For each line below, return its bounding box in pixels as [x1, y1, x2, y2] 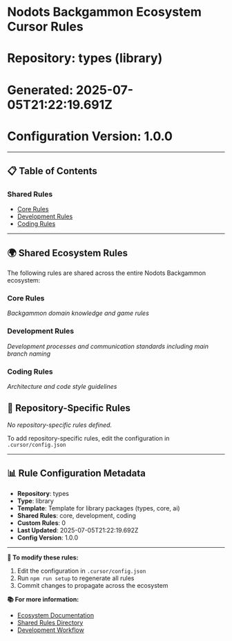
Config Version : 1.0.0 [17, 533, 79, 542]
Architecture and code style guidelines [7, 382, 117, 390]
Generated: [7, 82, 74, 97]
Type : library [17, 497, 54, 505]
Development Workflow [17, 626, 84, 634]
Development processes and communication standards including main [7, 342, 209, 350]
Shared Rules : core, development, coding [17, 511, 137, 519]
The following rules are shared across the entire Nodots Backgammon [7, 269, 206, 277]
